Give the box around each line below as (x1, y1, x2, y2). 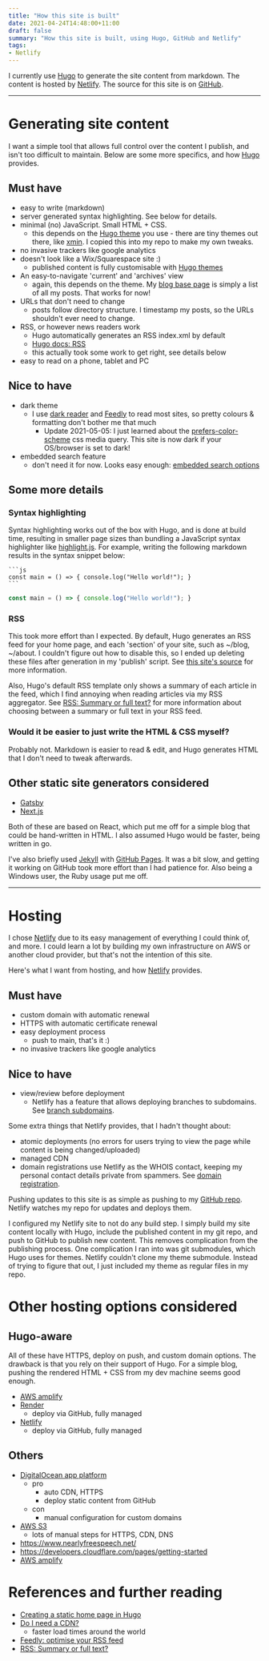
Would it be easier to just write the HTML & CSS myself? (8, 726, 230, 737)
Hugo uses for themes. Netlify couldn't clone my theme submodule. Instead (8, 1253, 258, 1262)
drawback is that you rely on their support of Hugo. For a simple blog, (8, 1359, 238, 1369)
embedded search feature (19, 451, 106, 461)
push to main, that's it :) (31, 1036, 110, 1045)
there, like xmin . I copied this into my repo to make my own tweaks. (31, 237, 254, 247)
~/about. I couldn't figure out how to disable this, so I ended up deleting (8, 648, 245, 658)
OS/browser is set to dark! (43, 443, 130, 452)
